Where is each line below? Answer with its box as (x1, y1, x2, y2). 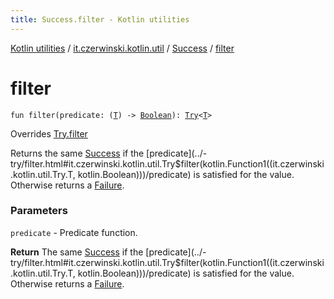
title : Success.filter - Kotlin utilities (10, 14, 190, 25)
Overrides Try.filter (10, 127, 88, 140)
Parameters (10, 204, 68, 218)
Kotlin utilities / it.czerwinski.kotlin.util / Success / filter (10, 42, 235, 54)
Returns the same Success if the (10, 147, 145, 159)
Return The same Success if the (10, 246, 144, 258)
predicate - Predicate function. (10, 226, 138, 238)
